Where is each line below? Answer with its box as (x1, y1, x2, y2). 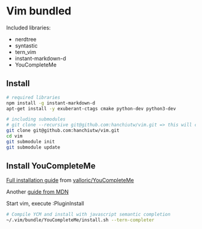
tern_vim (14, 48, 36, 55)
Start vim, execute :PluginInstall (6, 200, 84, 207)
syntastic (14, 42, 38, 49)
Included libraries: (6, 24, 51, 31)
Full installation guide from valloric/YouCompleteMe (6, 177, 134, 184)
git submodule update (6, 144, 61, 150)
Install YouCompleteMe (6, 161, 96, 171)
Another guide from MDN (6, 188, 69, 195)
